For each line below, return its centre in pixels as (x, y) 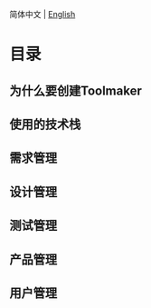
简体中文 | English (42, 14)
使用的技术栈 (45, 124)
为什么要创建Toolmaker (75, 90)
